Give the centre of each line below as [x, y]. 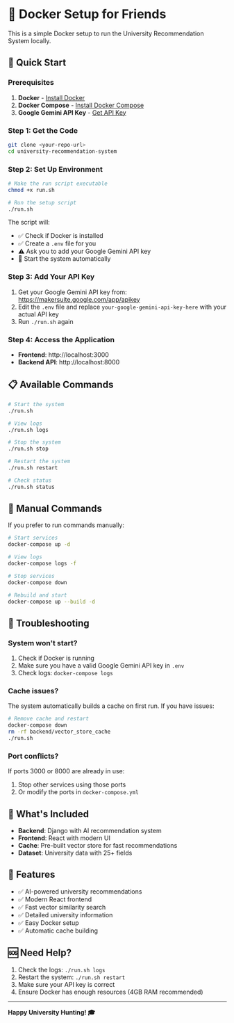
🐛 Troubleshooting [49, 623]
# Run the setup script [42, 202]
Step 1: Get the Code [43, 130]
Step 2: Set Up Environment [56, 169]
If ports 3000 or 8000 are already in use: [66, 771]
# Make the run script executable [58, 184]
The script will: [29, 223]
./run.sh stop [28, 449]
